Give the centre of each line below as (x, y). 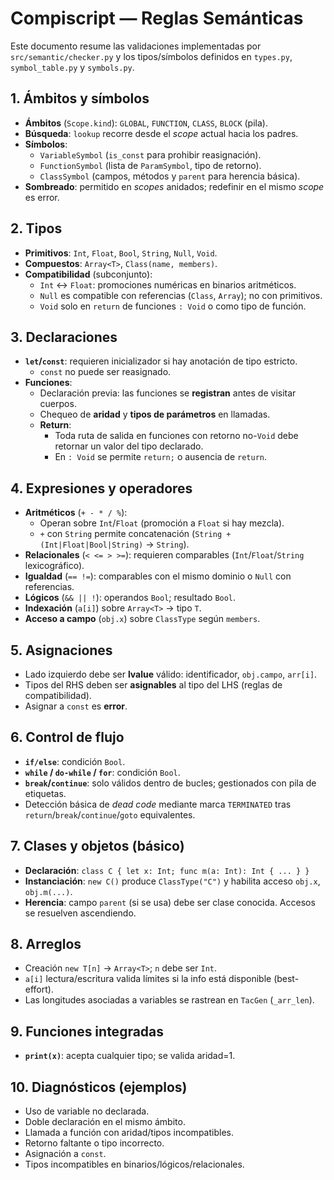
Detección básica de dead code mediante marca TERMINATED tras (158, 804)
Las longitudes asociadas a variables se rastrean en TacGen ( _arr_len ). (169, 1000)
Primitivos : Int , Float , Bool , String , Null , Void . (121, 253)
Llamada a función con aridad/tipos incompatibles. (129, 1133)
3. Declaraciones (64, 337)
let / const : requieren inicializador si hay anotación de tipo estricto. (161, 361)
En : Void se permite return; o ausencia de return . (161, 457)
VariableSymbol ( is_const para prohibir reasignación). (150, 154)
